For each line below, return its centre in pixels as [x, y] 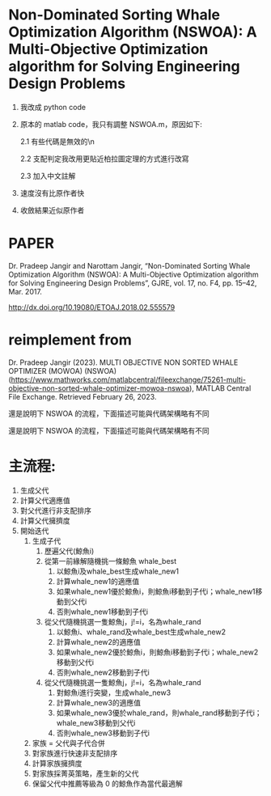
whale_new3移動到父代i [96, 722]
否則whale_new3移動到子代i [103, 733]
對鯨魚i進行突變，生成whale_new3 [114, 692]
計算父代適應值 [45, 500]
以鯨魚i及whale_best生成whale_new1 [118, 571]
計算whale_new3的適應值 [99, 702]
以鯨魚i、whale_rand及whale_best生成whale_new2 [141, 632]
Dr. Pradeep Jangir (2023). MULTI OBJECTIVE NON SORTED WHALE [123, 362]
